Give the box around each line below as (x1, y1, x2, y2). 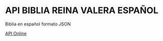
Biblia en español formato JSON (5, 21, 71, 27)
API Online (5, 30, 27, 36)
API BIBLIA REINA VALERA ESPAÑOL (5, 5, 159, 16)
